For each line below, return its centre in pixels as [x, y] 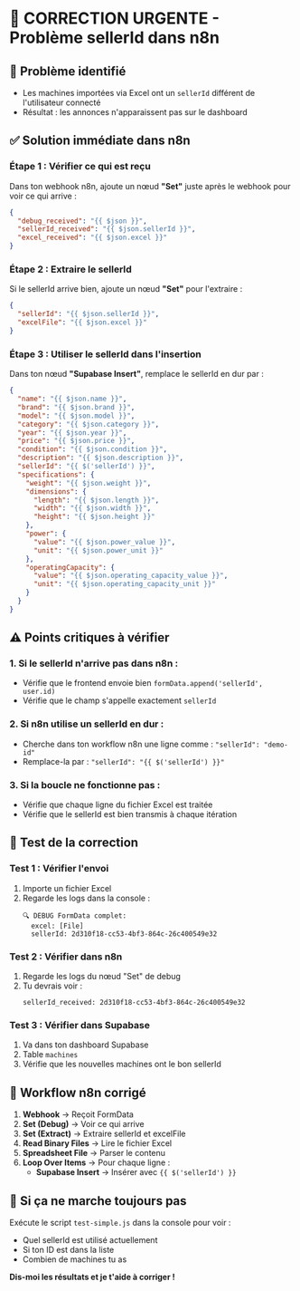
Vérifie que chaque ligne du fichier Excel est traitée [117, 804]
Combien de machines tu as [75, 1259]
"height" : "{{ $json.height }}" [94, 517]
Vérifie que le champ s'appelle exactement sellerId [119, 700]
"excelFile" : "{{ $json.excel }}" [82, 323]
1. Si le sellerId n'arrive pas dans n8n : [94, 663]
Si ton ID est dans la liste [68, 1249]
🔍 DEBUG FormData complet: [75, 915]
